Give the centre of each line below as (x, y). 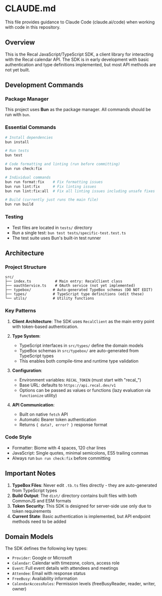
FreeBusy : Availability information (45, 578)
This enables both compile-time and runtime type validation (79, 361)
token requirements (32, 511)
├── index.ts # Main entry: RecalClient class (64, 281)
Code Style (18, 437)
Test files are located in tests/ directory (52, 228)
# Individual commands (28, 177)
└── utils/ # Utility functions (50, 298)
